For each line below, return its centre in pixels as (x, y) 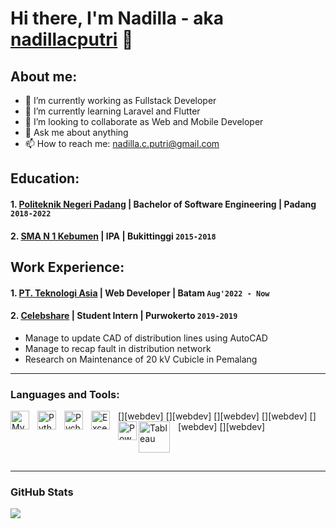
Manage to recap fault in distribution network (118, 348)
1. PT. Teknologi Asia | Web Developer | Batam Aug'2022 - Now (140, 293)
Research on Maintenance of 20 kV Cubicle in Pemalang (141, 359)
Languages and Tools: (65, 394)
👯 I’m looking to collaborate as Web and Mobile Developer (144, 121)
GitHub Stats (42, 492)
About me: (44, 76)
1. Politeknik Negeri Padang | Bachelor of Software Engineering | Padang (163, 204)
